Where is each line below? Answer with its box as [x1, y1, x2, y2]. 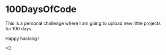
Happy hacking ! [5, 35, 40, 41]
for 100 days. [5, 25, 33, 31]
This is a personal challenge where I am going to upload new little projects [5, 20, 161, 26]
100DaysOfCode [5, 4, 77, 15]
